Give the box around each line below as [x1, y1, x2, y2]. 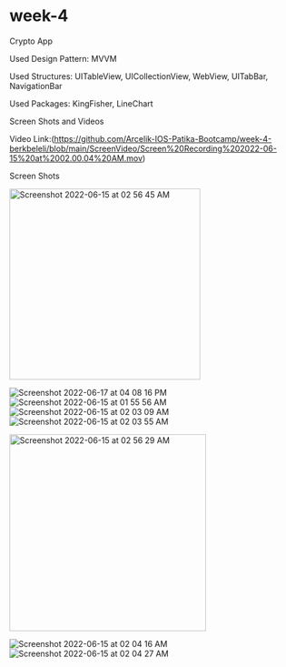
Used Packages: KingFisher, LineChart [9, 97, 153, 109]
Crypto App [9, 35, 53, 46]
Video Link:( [9, 133, 54, 144]
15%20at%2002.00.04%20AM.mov [9, 152, 143, 164]
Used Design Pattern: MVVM [9, 53, 117, 64]
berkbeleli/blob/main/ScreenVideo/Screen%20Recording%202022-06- [9, 143, 277, 154]
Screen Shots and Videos [9, 116, 104, 126]
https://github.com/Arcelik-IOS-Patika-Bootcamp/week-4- [54, 133, 272, 144]
